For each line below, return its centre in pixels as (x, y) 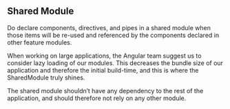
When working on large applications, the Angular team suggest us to (104, 56)
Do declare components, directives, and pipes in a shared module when (109, 27)
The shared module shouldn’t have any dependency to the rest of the (105, 90)
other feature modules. (40, 42)
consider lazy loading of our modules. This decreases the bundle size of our (115, 63)
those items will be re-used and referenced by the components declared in (113, 35)
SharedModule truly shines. (46, 77)
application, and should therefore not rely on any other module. (97, 98)
